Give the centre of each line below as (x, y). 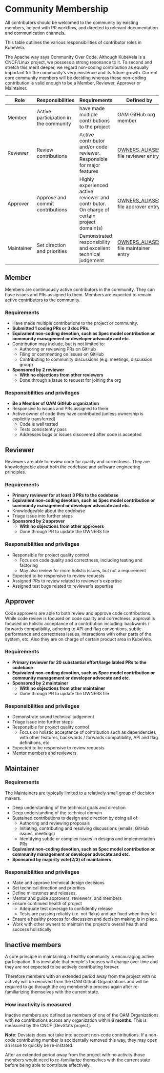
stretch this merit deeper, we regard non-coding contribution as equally (77, 67)
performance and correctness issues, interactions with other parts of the (78, 634)
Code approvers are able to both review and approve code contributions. (78, 613)
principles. (16, 472)
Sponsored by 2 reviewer (38, 370)
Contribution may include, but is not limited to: (58, 344)
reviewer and (94, 197)
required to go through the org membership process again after (69, 987)
